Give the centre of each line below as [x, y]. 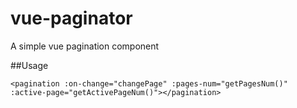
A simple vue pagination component [85, 46]
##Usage [29, 65]
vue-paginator [71, 18]
